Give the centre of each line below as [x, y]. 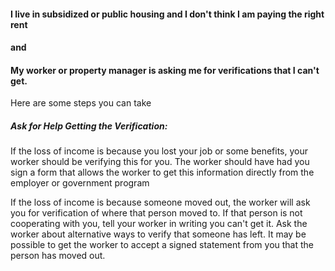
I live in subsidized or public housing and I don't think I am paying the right [167, 14]
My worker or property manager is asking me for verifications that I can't [165, 70]
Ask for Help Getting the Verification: [89, 126]
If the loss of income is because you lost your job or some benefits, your [159, 151]
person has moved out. [58, 256]
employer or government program [80, 183]
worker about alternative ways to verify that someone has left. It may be [158, 234]
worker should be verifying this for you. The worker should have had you [160, 162]
